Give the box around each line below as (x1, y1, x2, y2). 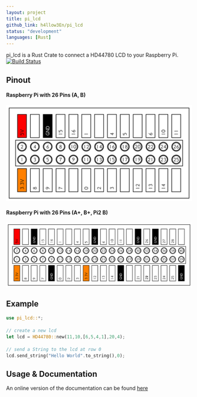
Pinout (6, 75, 31, 85)
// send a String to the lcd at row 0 (6, 346, 101, 352)
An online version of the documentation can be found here (6, 385, 149, 392)
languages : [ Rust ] (6, 34, 51, 41)
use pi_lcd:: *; (6, 315, 44, 321)
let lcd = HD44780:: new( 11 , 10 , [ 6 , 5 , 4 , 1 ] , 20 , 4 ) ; (6, 334, 126, 340)
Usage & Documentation (6, 369, 97, 379)
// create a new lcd (6, 328, 57, 334)
